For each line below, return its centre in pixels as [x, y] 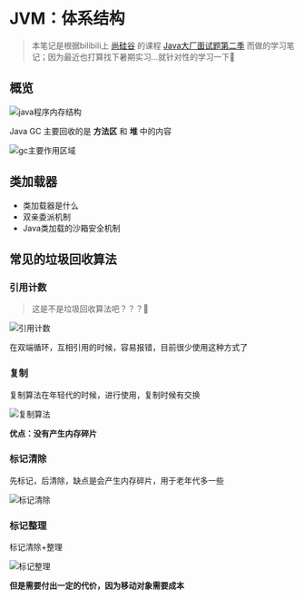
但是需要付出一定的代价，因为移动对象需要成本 [97, 585]
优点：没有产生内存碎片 [53, 433]
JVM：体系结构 [67, 19]
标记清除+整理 [36, 547]
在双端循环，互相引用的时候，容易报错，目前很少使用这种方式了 [128, 348]
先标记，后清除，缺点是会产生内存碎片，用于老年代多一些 [117, 480]
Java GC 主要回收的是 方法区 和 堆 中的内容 [91, 131]
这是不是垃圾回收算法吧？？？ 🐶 [90, 309]
